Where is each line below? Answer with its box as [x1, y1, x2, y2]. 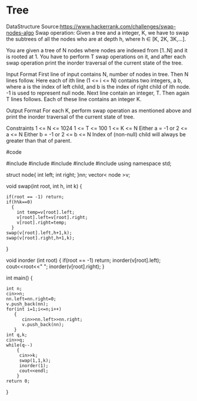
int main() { [6, 274, 34, 281]
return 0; [6, 378, 31, 384]
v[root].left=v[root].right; [16, 214, 88, 220]
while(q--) [6, 342, 33, 348]
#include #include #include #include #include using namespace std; [6, 160, 172, 167]
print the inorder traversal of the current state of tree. [6, 113, 135, 120]
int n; [6, 285, 22, 291]
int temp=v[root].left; [16, 209, 75, 215]
